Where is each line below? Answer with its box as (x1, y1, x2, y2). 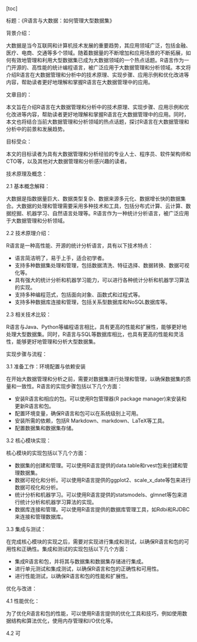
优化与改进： (6, 585, 37, 592)
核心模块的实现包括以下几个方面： (6, 450, 89, 456)
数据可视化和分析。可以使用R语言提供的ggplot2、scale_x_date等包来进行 (14, 477, 191, 483)
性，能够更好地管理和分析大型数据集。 (6, 338, 98, 345)
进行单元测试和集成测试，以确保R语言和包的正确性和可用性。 (14, 565, 162, 572)
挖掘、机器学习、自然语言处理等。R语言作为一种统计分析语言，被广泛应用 (11, 210, 189, 216)
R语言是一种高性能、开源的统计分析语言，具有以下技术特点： (6, 242, 154, 249)
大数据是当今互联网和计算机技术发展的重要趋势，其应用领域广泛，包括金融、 (6, 42, 191, 49)
